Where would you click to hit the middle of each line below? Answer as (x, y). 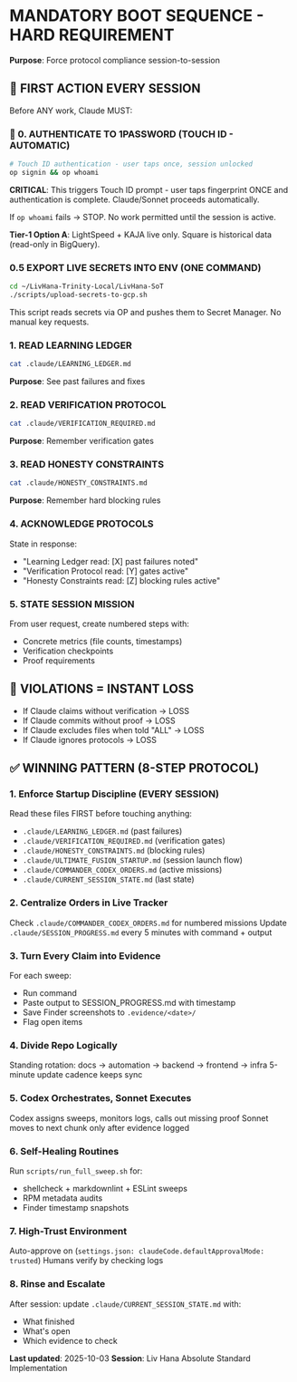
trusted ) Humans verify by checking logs (86, 1261)
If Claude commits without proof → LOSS (99, 720)
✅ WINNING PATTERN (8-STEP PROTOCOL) (134, 768)
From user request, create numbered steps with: (100, 623)
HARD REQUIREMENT (92, 35)
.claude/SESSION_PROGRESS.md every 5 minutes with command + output (141, 932)
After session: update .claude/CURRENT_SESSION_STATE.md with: (125, 1304)
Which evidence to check (70, 1340)
